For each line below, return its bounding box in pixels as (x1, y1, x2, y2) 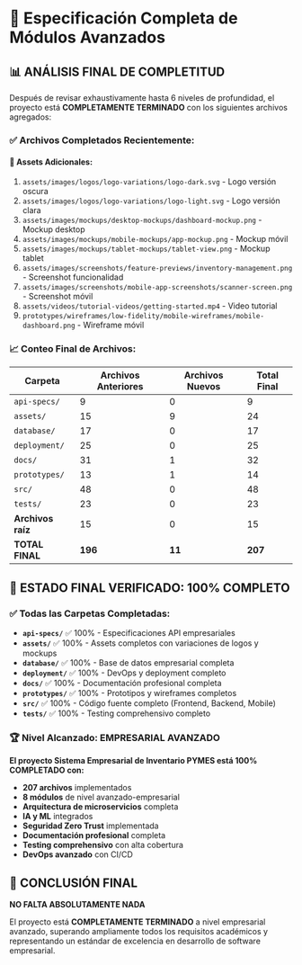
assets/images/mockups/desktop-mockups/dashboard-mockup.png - (22, 215, 262, 226)
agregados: (9, 112, 52, 122)
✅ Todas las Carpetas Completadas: (9, 607, 171, 620)
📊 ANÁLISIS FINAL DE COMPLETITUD (9, 64, 226, 79)
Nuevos (187, 380, 221, 393)
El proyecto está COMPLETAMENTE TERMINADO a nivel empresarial (9, 916, 266, 927)
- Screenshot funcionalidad (22, 272, 124, 282)
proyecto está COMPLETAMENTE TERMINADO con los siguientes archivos (9, 103, 288, 112)
